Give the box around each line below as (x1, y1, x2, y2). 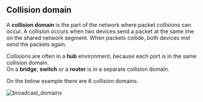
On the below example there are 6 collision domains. (6, 77, 139, 84)
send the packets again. (6, 40, 67, 48)
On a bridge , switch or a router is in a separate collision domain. (6, 65, 170, 73)
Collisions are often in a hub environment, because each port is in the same (6, 52, 197, 60)
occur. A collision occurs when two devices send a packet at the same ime (6, 27, 194, 35)
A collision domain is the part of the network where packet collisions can (6, 21, 191, 28)
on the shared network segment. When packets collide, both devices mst (6, 34, 191, 42)
